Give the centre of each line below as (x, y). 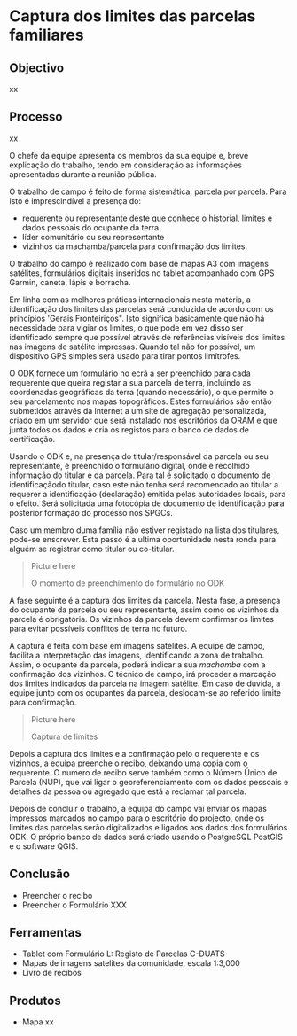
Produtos (35, 1000)
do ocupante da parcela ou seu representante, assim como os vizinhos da (144, 610)
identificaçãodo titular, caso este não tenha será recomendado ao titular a (144, 484)
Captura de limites (64, 736)
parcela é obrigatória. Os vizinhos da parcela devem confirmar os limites (142, 619)
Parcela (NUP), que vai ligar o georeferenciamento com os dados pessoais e (149, 782)
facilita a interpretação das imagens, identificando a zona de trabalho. (137, 655)
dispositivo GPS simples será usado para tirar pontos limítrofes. (125, 355)
